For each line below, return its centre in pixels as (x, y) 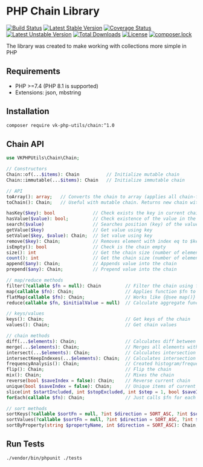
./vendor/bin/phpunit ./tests (44, 458)
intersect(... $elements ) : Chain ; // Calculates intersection (101, 353)
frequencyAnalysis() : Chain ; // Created (79, 364)
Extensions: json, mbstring (48, 92)
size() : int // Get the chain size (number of (93, 253)
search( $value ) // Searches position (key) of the (94, 225)
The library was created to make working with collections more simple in (96, 46)
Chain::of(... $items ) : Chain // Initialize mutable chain (93, 175)
